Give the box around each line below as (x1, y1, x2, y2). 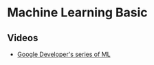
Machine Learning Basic (7, 5, 148, 21)
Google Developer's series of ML (16, 50, 111, 58)
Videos (7, 32, 38, 44)
